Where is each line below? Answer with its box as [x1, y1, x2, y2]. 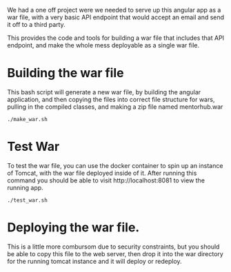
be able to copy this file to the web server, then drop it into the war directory [7, 249, 224, 258]
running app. [7, 183, 43, 191]
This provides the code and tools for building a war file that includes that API [7, 34, 225, 42]
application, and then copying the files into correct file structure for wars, [7, 95, 215, 103]
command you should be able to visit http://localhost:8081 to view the [7, 176, 205, 185]
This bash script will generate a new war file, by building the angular [7, 87, 201, 96]
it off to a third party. [7, 21, 66, 28]
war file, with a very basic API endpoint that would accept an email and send [7, 13, 225, 21]
